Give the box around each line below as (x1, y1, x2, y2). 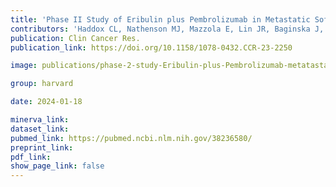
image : (10, 61, 38, 71)
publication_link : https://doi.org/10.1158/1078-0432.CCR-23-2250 (10, 42, 293, 53)
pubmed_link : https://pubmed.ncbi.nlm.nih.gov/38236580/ (10, 133, 253, 143)
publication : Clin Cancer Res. (10, 33, 141, 43)
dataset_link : (10, 124, 70, 134)
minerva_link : (10, 115, 70, 125)
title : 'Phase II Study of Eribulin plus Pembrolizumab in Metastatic (10, 14, 311, 25)
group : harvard (10, 79, 74, 89)
